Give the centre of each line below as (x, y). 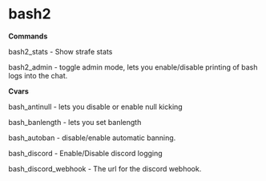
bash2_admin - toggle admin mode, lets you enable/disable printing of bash (133, 67)
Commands (28, 36)
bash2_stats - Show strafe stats (60, 51)
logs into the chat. (38, 75)
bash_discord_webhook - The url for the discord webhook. (105, 168)
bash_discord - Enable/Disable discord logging (85, 153)
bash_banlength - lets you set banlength (75, 122)
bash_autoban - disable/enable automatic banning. (92, 138)
